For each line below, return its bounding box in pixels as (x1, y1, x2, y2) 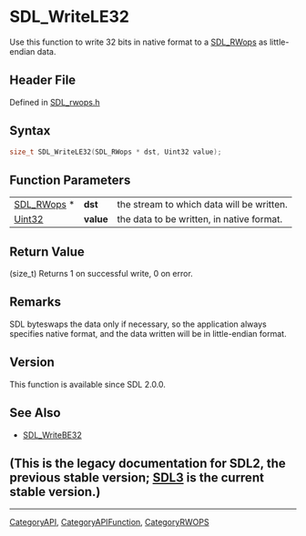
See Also (9, 405, 61, 420)
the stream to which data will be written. (117, 198, 289, 211)
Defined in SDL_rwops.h (9, 96, 100, 107)
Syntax (9, 123, 51, 138)
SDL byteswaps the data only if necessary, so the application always (9, 319, 267, 329)
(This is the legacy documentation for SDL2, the (9, 455, 286, 470)
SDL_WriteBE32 (22, 430, 82, 440)
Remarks (9, 294, 62, 310)
